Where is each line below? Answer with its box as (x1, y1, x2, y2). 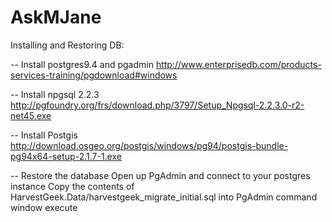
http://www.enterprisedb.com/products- (155, 58, 322, 70)
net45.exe (10, 109, 52, 121)
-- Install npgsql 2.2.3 (10, 88, 100, 100)
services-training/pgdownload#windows (10, 69, 178, 81)
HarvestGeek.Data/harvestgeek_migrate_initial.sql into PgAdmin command (10, 191, 318, 203)
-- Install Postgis (10, 129, 78, 141)
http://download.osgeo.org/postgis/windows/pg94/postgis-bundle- (10, 139, 289, 151)
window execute (10, 201, 78, 213)
